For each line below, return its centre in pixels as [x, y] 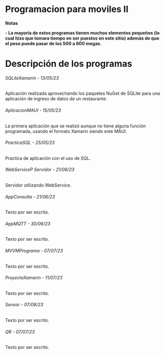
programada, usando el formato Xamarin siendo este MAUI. [66, 131]
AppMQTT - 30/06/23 [28, 224]
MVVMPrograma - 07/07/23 [34, 250]
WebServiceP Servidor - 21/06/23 [40, 169]
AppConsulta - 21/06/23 [30, 197]
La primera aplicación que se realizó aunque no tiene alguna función [76, 126]
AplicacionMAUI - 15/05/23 [33, 110]
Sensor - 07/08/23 [24, 305]
